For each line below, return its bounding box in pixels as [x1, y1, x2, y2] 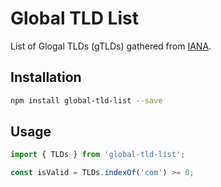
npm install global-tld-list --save [10, 95, 163, 106]
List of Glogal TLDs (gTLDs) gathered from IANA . [10, 40, 212, 52]
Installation [10, 69, 82, 86]
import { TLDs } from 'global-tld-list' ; [10, 150, 186, 160]
